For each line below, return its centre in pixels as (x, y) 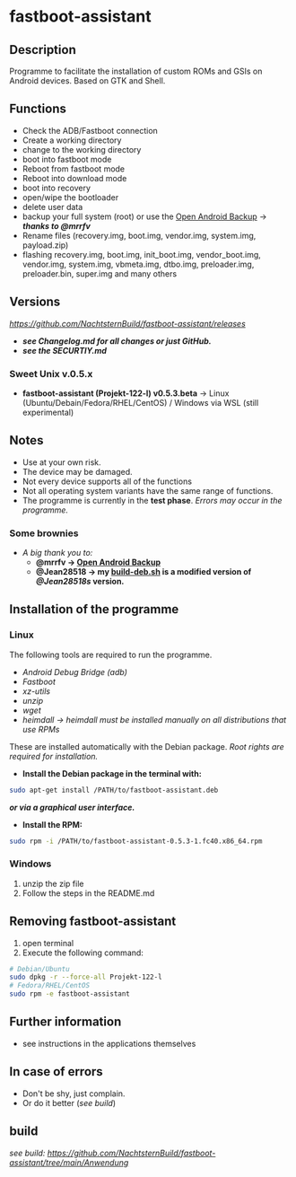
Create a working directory (72, 140)
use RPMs (41, 729)
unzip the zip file (53, 883)
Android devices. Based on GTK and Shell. (87, 81)
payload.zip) (45, 245)
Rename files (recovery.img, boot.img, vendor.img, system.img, (139, 235)
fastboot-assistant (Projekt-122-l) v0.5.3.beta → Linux (126, 393)
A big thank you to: (57, 553)
